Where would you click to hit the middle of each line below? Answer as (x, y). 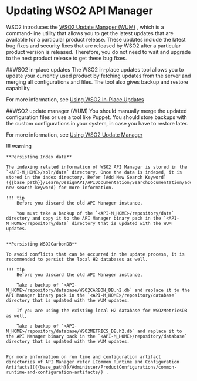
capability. (18, 88)
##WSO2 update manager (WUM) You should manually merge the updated (96, 111)
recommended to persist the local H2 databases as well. (77, 259)
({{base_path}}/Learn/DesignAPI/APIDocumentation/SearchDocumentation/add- (101, 182)
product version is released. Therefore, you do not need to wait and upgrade (98, 52)
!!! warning (19, 146)
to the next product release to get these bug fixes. (67, 58)
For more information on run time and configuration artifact (84, 357)
